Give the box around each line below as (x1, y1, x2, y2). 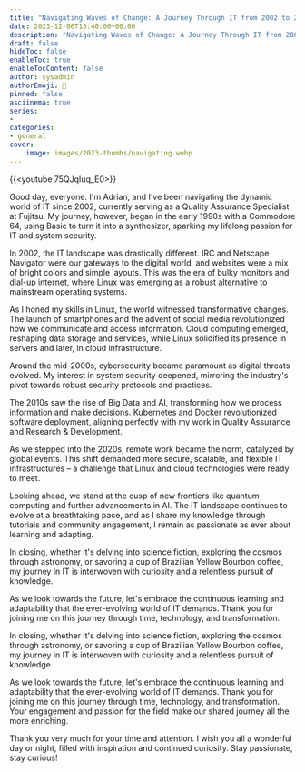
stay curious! (9, 752, 58, 763)
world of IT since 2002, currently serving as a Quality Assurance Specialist (9, 201, 290, 212)
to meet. (9, 472, 41, 483)
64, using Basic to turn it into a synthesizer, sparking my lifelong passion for (9, 220, 293, 231)
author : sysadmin (9, 73, 75, 82)
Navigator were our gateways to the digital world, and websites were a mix (9, 256, 289, 268)
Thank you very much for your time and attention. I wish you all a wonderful (9, 733, 292, 744)
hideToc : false (9, 47, 67, 56)
